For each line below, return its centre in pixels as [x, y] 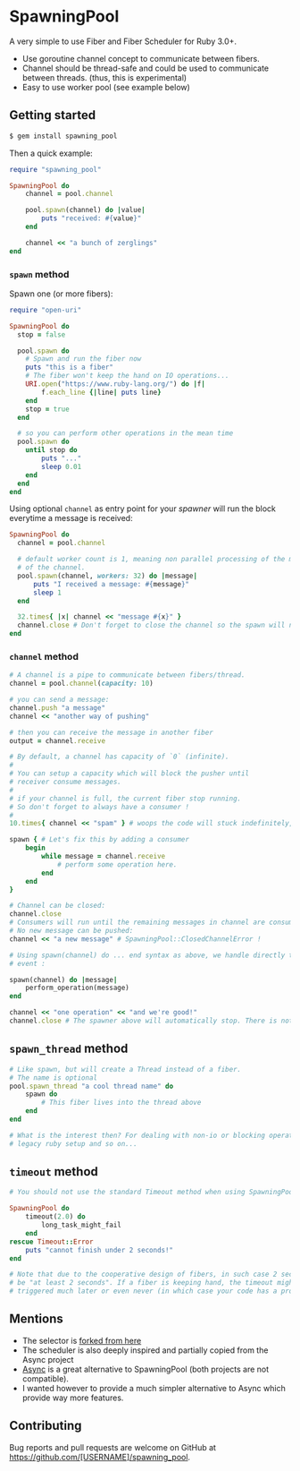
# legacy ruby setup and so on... [74, 1143]
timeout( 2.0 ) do [56, 1217]
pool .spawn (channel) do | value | [85, 210]
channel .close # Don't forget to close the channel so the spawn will [151, 625]
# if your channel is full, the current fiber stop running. [125, 799]
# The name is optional [54, 1078]
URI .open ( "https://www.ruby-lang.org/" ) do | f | [115, 384]
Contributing [46, 1426]
